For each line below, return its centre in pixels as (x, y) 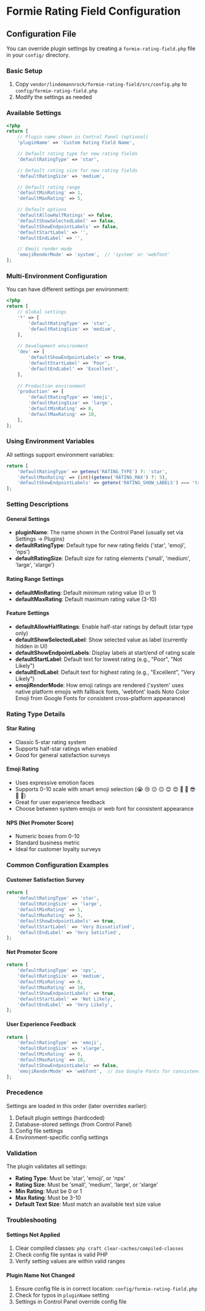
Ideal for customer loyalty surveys (58, 849)
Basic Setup (24, 70)
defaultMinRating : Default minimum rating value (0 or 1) (86, 593)
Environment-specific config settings (62, 1137)
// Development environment (53, 346)
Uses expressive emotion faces (55, 783)
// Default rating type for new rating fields (77, 154)
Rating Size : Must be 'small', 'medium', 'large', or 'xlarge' (87, 1185)
